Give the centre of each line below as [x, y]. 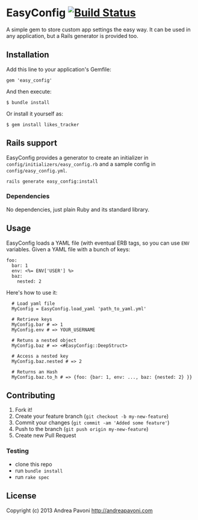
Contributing [31, 396]
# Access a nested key [40, 356]
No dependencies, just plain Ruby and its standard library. [78, 209]
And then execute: [29, 91]
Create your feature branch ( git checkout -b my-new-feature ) [92, 416]
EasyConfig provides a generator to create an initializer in [77, 158]
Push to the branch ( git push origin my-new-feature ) [82, 429]
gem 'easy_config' [29, 80]
